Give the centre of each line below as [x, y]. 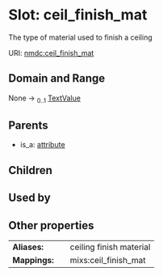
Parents [28, 125]
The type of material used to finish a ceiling [80, 37]
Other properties [51, 225]
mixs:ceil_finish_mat [108, 260]
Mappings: [33, 260]
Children [30, 170]
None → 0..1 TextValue [44, 99]
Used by [29, 198]
